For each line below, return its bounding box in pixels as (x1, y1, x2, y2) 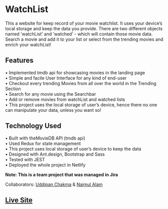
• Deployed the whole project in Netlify (5, 162, 86, 168)
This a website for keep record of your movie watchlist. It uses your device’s (5, 20, 162, 26)
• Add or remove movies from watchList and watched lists (5, 96, 125, 102)
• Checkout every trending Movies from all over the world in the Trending (5, 80, 156, 86)
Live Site (5, 195, 33, 204)
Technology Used (5, 122, 62, 130)
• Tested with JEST (5, 156, 45, 162)
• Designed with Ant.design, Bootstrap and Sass (5, 151, 105, 157)
